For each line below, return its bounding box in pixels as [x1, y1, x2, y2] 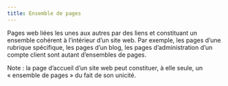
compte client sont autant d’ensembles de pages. [7, 51, 146, 59]
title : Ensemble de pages [7, 10, 81, 17]
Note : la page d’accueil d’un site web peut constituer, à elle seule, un [7, 63, 203, 72]
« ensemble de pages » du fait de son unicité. [7, 71, 136, 79]
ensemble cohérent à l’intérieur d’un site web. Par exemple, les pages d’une [7, 35, 221, 44]
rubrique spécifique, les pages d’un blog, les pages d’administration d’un [7, 43, 213, 51]
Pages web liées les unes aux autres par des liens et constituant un [7, 29, 198, 37]
